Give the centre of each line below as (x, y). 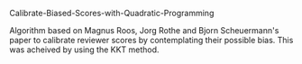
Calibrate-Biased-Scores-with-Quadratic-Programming (112, 13)
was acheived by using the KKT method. (84, 50)
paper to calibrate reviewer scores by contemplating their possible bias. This (151, 40)
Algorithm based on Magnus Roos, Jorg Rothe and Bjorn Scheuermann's (144, 30)
